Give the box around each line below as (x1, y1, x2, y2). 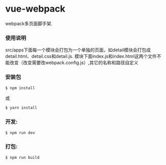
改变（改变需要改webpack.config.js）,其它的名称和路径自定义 (9, 59, 139, 66)
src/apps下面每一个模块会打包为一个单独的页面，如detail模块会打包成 (5, 47, 151, 53)
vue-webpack (5, 3, 65, 15)
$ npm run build (5, 155, 40, 160)
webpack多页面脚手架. (5, 20, 53, 26)
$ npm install (5, 85, 36, 90)
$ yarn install (5, 105, 38, 111)
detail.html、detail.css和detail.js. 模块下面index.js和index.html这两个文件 (5, 53, 157, 59)
